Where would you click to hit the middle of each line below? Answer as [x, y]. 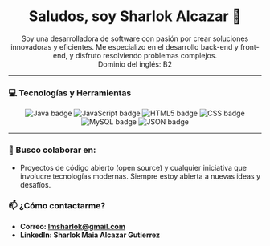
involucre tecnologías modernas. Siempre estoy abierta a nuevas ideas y [140, 176]
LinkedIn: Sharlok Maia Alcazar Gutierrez [90, 235]
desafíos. [35, 184]
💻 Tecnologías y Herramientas [70, 93]
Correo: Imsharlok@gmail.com [73, 226]
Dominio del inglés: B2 [135, 64]
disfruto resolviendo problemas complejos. [146, 55]
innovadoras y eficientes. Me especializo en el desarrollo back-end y [125, 46]
